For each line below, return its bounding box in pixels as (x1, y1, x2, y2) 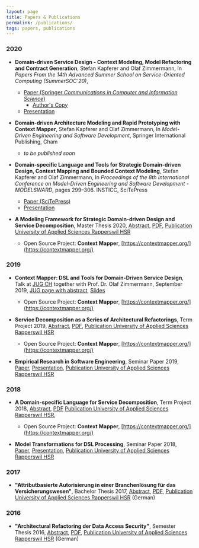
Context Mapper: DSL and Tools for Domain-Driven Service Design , (14, 274, 184, 281)
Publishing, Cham (14, 138, 58, 145)
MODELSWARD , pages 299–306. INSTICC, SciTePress (14, 186, 148, 193)
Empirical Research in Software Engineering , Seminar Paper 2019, (14, 358, 179, 365)
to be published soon (23, 149, 75, 157)
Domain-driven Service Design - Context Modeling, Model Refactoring (14, 58, 192, 65)
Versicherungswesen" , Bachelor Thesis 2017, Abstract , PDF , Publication (14, 488, 193, 495)
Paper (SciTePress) (23, 197, 71, 205)
